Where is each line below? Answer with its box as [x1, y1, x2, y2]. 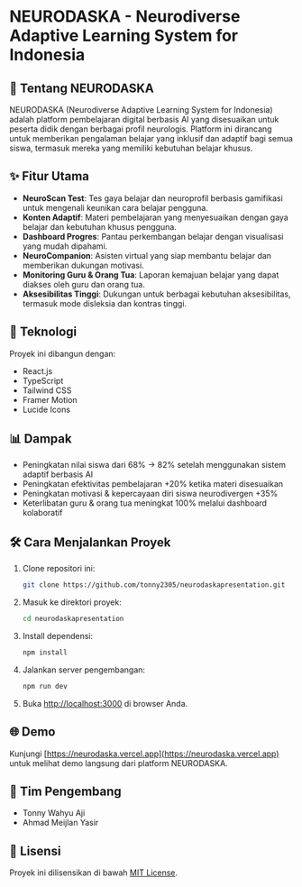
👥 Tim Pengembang [9, 783, 122, 799]
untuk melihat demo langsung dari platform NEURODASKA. [9, 757, 228, 768]
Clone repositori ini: [22, 563, 96, 574]
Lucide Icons [22, 404, 70, 415]
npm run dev [22, 681, 68, 690]
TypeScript [22, 375, 64, 386]
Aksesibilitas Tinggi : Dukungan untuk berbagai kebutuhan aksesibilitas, [22, 288, 291, 299]
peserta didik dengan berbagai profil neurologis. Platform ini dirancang [9, 123, 272, 134]
